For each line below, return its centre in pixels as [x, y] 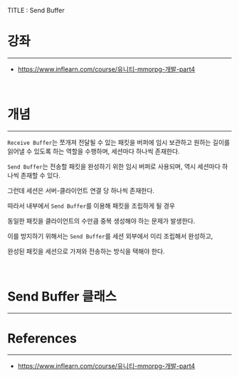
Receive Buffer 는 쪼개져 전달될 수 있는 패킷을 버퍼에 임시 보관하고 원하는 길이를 [119, 142]
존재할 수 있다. [40, 175]
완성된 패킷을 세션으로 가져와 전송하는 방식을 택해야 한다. [86, 251]
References [42, 338]
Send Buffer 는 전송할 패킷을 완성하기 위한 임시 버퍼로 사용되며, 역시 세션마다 [114, 166]
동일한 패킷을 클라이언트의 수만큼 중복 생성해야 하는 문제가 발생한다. [101, 221]
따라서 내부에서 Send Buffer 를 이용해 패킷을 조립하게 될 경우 [91, 206]
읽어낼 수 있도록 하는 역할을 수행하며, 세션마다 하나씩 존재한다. [94, 151]
